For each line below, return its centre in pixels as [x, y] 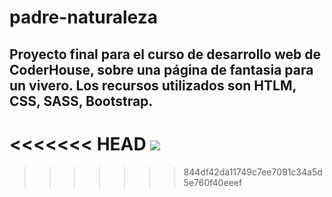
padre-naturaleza [83, 17]
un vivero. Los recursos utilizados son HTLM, [153, 85]
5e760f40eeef [213, 182]
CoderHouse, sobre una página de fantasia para [161, 69]
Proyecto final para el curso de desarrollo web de [165, 54]
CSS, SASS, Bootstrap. [81, 101]
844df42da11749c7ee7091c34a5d [253, 172]
